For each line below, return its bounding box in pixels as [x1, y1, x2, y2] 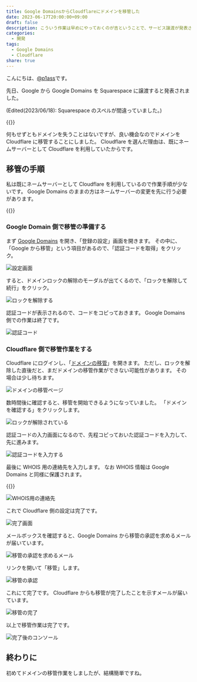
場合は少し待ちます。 [6, 374, 57, 381]
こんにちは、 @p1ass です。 [6, 74, 70, 82]
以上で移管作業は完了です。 [6, 621, 73, 628]
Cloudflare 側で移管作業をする [6, 345, 93, 353]
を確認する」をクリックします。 [6, 406, 83, 413]
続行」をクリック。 [6, 284, 52, 291]
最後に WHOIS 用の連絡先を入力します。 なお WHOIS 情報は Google [6, 463, 169, 470]
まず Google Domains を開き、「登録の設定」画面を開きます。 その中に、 [6, 237, 181, 244]
